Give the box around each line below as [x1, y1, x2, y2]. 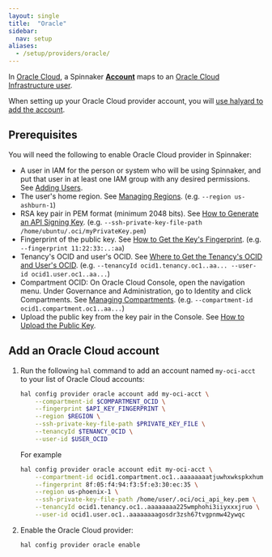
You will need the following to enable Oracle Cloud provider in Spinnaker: [8, 149, 253, 159]
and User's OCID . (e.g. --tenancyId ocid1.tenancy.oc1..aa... [19, 260, 228, 270]
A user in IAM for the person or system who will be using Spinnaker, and [19, 165, 261, 175]
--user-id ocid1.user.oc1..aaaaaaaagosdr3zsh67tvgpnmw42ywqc [35, 511, 245, 519]
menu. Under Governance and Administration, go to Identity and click [19, 285, 252, 296]
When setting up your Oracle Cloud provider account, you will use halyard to [8, 96, 264, 105]
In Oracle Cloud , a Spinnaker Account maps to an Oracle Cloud [8, 72, 220, 81]
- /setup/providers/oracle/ [15, 49, 111, 58]
